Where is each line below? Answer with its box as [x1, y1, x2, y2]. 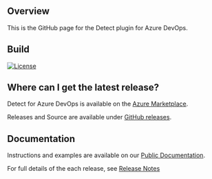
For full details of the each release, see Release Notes [7, 165, 160, 173]
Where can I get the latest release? [7, 82, 160, 93]
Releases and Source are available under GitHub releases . [7, 113, 172, 121]
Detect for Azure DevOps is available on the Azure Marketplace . [7, 99, 189, 108]
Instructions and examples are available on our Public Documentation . [7, 151, 205, 160]
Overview [7, 5, 50, 17]
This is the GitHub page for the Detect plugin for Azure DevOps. [7, 23, 188, 32]
